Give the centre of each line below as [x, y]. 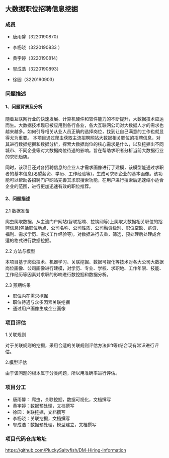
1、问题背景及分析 [24, 107]
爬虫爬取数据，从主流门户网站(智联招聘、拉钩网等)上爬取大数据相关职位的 [82, 222]
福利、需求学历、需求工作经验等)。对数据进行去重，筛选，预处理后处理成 [81, 234]
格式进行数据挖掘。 [34, 240]
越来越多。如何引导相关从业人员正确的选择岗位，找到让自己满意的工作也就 [82, 131]
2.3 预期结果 [18, 285]
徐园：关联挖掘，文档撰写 [39, 412]
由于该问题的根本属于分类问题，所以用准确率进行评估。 [62, 373]
